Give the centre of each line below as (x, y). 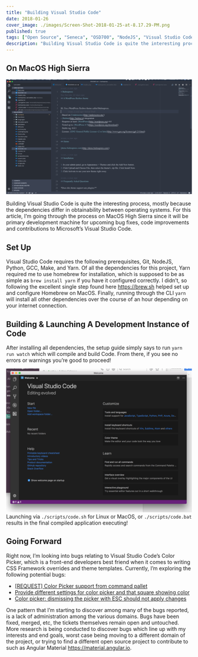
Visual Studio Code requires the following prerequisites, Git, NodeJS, (90, 262)
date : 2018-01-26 (27, 19)
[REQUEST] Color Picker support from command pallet (81, 586)
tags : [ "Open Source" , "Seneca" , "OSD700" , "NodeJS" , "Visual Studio (93, 38)
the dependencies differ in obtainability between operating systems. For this (99, 210)
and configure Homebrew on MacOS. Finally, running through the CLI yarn (96, 293)
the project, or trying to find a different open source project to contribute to (97, 641)
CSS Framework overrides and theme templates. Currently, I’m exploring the (99, 568)
